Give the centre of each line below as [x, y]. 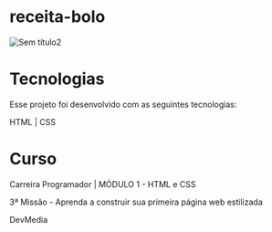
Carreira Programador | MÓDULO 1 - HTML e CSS [103, 184]
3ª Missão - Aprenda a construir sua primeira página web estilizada [136, 202]
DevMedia [29, 219]
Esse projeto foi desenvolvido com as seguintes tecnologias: [123, 104]
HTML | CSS [33, 121]
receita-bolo [58, 17]
